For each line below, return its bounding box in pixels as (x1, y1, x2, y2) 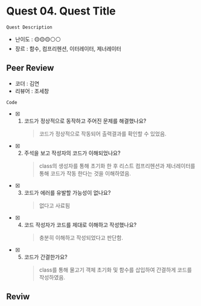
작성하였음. (39, 273, 65, 281)
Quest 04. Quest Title (6, 4, 116, 18)
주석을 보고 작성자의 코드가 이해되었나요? (24, 149, 121, 157)
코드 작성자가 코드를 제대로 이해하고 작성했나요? (24, 221, 137, 228)
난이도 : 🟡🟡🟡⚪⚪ (14, 35, 62, 43)
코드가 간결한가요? (24, 253, 68, 261)
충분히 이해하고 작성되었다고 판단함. (39, 234, 124, 241)
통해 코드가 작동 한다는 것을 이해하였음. (39, 169, 132, 177)
